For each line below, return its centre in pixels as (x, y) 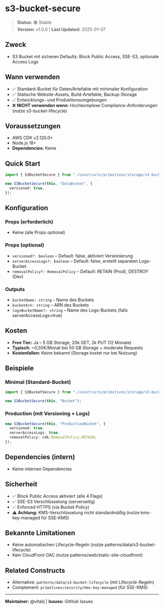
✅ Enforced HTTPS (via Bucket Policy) (51, 507)
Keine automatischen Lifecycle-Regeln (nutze (58, 545)
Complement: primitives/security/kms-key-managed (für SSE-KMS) (80, 588)
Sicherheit (21, 484)
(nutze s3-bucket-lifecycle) (40, 111)
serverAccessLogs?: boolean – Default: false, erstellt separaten (75, 261)
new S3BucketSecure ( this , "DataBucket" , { (49, 184)
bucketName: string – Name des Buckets (53, 300)
